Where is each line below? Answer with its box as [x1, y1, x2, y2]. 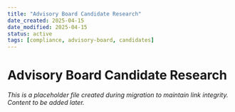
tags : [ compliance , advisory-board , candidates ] [7, 37, 155, 44]
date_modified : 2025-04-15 [7, 23, 88, 30]
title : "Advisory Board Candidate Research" [7, 10, 142, 18]
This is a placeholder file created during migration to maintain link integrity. [7, 91, 229, 99]
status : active [7, 30, 53, 38]
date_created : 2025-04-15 [7, 17, 84, 24]
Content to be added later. [7, 99, 85, 107]
